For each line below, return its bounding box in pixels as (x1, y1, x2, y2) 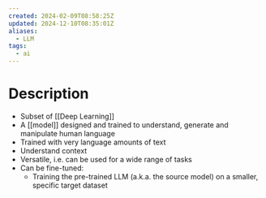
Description (8, 84, 89, 103)
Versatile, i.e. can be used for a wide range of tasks (19, 154, 192, 164)
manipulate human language (19, 128, 116, 138)
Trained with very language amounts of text (19, 137, 166, 147)
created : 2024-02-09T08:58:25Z (8, 11, 114, 20)
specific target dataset (32, 180, 108, 190)
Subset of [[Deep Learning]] (19, 111, 115, 121)
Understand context (19, 145, 88, 155)
